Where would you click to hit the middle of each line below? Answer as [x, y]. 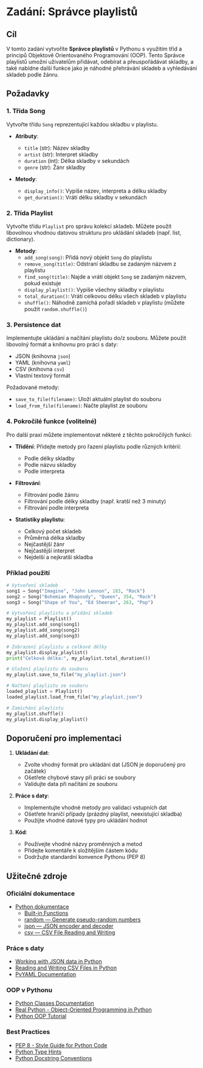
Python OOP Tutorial [41, 1016]
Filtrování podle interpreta [57, 508]
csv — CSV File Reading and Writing [70, 932]
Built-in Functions [46, 913]
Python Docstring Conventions [53, 1058]
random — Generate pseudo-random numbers [82, 919]
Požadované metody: [33, 387]
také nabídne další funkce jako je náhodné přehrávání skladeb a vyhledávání [102, 68]
